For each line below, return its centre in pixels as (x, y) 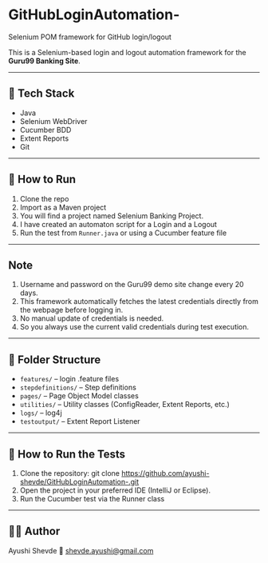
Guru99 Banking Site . (45, 61)
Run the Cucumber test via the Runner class (92, 499)
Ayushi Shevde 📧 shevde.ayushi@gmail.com (81, 550)
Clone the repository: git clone (69, 473)
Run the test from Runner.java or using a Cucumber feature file (123, 233)
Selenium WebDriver (53, 121)
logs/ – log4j (41, 413)
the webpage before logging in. (71, 310)
